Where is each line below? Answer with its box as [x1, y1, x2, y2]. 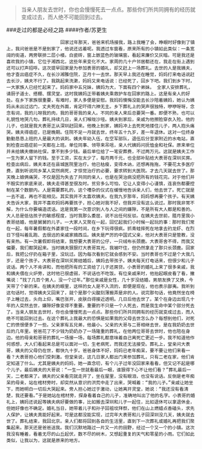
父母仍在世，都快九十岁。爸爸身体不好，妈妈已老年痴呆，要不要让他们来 [28, 347, 181, 354]
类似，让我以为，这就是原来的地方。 [6, 438, 83, 444]
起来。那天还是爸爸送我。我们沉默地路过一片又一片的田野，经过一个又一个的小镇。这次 [10, 425, 195, 431]
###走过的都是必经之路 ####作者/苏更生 [6, 27, 107, 33]
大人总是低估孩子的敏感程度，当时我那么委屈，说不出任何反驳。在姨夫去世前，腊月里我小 [6, 213, 195, 219]
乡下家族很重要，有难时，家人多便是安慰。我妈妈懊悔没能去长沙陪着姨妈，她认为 [19, 97, 191, 103]
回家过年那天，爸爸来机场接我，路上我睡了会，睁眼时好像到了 [60, 39, 191, 45]
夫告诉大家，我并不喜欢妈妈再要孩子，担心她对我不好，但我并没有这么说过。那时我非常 [6, 200, 191, 206]
